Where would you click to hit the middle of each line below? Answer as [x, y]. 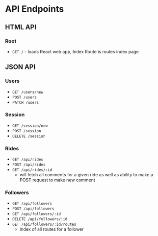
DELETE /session [29, 136]
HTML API [21, 27]
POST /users [24, 97]
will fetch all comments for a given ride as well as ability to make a [86, 175]
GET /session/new [30, 126]
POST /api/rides [29, 165]
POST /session [26, 131]
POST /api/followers [33, 209]
